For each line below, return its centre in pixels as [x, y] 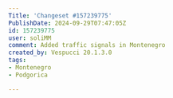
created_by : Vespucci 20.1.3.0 [60, 53]
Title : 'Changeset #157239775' [60, 16]
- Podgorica [28, 75]
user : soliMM [30, 38]
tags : [17, 61]
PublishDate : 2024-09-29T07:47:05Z [67, 23]
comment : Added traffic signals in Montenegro [87, 45]
